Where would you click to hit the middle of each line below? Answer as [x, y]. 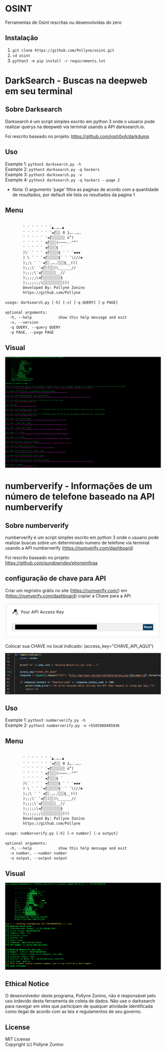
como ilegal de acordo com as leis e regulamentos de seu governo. [73, 1012]
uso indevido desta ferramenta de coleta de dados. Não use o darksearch [80, 1001]
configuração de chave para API [56, 578]
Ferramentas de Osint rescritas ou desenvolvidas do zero [63, 22]
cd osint [21, 56]
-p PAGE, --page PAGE [32, 333]
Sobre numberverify [37, 525]
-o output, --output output [39, 858]
